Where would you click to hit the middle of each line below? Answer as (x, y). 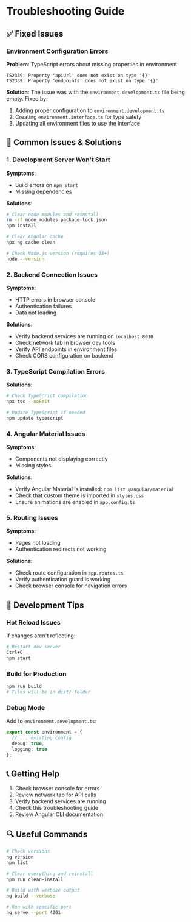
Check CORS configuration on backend (64, 355)
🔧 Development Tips (45, 605)
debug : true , (28, 743)
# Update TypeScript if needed (46, 413)
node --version (25, 259)
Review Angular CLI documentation (59, 814)
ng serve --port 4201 (34, 913)
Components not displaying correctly (61, 459)
